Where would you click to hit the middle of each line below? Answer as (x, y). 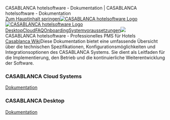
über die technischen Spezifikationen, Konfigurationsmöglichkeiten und (80, 47)
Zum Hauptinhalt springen (33, 19)
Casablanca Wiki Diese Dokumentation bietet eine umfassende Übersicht (82, 41)
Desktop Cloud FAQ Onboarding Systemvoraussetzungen (63, 30)
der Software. (20, 63)
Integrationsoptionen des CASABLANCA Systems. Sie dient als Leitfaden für (85, 52)
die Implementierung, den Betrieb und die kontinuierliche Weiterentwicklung (85, 57)
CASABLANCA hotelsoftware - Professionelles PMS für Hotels (70, 36)
